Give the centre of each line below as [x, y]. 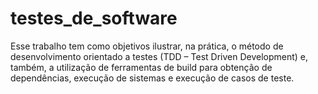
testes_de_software [94, 18]
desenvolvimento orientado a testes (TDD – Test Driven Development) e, [159, 56]
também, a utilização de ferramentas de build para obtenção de [141, 67]
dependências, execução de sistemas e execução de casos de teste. [152, 78]
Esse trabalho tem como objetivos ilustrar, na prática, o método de [147, 46]
